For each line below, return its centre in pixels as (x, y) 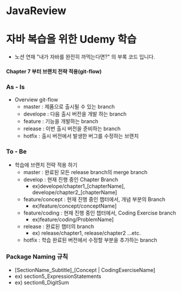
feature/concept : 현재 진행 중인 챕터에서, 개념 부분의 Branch (94, 199)
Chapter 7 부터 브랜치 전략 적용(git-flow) (54, 71)
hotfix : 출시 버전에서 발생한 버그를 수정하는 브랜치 (81, 136)
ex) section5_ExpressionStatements (58, 276)
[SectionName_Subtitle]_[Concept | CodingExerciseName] (85, 270)
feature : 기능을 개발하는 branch (61, 121)
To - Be (16, 151)
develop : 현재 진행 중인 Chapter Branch (71, 179)
